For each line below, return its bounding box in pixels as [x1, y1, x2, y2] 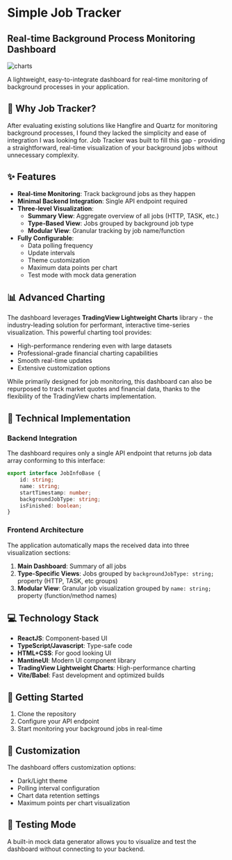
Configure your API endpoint [17, 717, 99, 726]
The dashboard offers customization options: [7, 763, 136, 771]
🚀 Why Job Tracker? [7, 103, 97, 115]
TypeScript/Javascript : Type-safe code [17, 642, 133, 650]
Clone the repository [17, 710, 76, 718]
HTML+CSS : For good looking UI [17, 649, 112, 658]
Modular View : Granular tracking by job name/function [27, 226, 185, 234]
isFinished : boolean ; [19, 502, 82, 509]
